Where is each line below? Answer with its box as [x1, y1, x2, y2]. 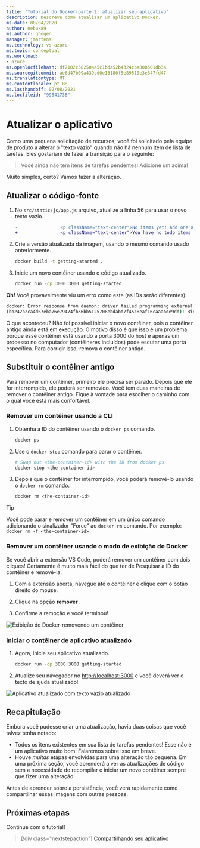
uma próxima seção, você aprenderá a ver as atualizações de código [14, 760, 185, 767]
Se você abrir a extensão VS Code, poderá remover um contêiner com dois [6, 556, 190, 563]
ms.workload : [6, 53, 39, 59]
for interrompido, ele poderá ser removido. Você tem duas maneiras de [6, 384, 180, 391]
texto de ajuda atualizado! [14, 678, 79, 685]
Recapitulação [6, 707, 61, 717]
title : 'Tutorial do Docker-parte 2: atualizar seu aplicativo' [6, 8, 169, 15]
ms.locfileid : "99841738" [6, 92, 70, 98]
